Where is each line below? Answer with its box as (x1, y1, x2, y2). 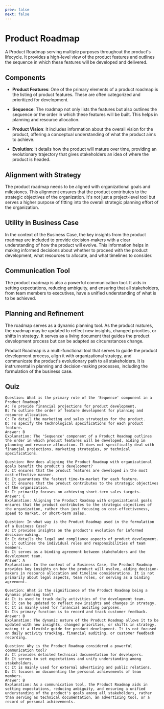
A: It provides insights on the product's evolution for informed (5, 528, 143, 533)
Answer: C (5, 494, 25, 499)
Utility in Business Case (5, 219, 79, 227)
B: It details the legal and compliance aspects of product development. (5, 537, 159, 542)
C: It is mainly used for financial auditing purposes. (5, 605, 121, 610)
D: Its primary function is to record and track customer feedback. (5, 610, 148, 615)
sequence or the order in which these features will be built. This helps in (12, 112, 158, 117)
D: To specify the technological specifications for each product (5, 421, 143, 426)
